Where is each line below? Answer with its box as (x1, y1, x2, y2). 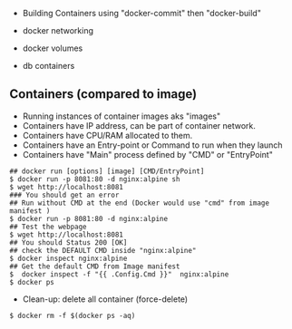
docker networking (22, 25, 93, 35)
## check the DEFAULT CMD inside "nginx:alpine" (9, 246, 197, 255)
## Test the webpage (9, 222, 88, 231)
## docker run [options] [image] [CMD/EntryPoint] (9, 167, 205, 176)
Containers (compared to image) (9, 86, 198, 102)
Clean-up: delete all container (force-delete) (22, 294, 189, 305)
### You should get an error (9, 190, 120, 199)
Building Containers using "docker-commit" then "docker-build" (22, 8, 261, 18)
